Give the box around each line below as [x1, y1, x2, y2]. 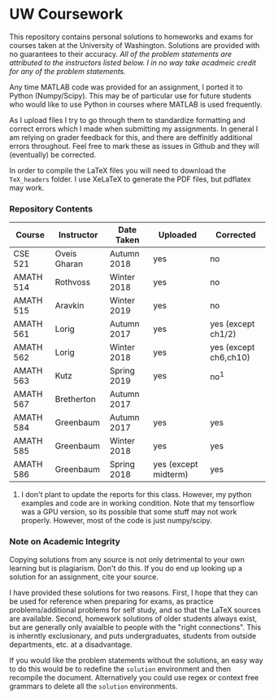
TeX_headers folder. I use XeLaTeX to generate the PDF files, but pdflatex [9, 174, 251, 184]
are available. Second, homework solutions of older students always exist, [9, 614, 258, 623]
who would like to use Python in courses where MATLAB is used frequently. [9, 99, 263, 109]
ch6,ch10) [209, 352, 250, 363]
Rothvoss [54, 277, 91, 288]
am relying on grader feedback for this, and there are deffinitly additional [9, 132, 253, 142]
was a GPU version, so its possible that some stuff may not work [20, 507, 237, 517]
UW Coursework [9, 5, 124, 24]
